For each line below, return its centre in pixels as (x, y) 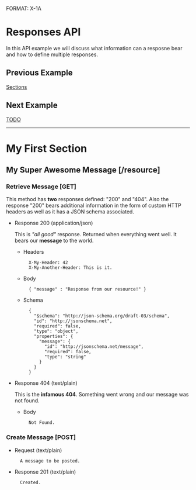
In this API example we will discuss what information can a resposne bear (94, 48)
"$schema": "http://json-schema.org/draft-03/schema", (102, 316)
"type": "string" (65, 357)
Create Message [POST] (41, 437)
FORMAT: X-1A (24, 8)
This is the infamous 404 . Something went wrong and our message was (101, 395)
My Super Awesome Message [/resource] (83, 170)
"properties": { (54, 337)
